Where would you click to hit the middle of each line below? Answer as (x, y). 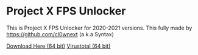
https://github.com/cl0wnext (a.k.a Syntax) (60, 34)
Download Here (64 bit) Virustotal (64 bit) (58, 46)
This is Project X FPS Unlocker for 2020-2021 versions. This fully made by (99, 28)
